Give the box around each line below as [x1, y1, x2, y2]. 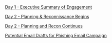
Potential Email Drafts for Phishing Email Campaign [5, 33, 107, 38]
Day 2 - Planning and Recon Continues [5, 23, 83, 29]
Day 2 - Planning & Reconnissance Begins [5, 14, 89, 19]
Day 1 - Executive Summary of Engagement [5, 4, 93, 10]
